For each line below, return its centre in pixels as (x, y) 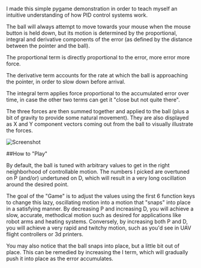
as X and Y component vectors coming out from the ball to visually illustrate (100, 124)
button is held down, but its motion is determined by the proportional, (92, 33)
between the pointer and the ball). (48, 46)
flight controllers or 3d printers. (45, 234)
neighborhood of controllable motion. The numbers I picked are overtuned (98, 171)
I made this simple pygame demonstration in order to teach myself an (92, 9)
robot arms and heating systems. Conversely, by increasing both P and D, (97, 222)
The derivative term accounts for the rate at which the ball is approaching (97, 75)
